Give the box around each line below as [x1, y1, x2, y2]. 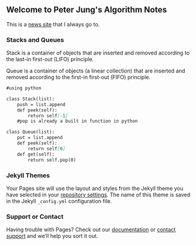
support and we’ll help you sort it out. [6, 232, 98, 240]
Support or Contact [6, 212, 64, 220]
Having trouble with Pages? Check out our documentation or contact [6, 226, 176, 233]
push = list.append [17, 101, 66, 107]
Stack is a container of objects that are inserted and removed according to [6, 49, 190, 56]
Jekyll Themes [6, 171, 50, 179]
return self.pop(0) [28, 157, 77, 163]
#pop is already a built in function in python [17, 118, 138, 125]
